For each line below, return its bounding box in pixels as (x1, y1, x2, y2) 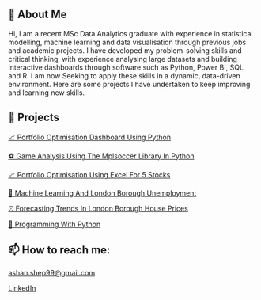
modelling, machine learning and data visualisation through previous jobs (8, 37, 247, 47)
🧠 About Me (8, 8, 67, 21)
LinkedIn (8, 283, 36, 293)
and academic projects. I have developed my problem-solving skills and (8, 45, 243, 55)
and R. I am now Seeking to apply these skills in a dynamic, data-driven (8, 70, 240, 80)
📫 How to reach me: (8, 243, 111, 257)
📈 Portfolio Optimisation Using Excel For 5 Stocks (8, 169, 171, 179)
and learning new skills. (8, 88, 85, 97)
